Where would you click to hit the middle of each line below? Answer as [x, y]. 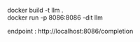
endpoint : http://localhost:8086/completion [70, 31]
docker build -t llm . [35, 10]
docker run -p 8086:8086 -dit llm [55, 17]
